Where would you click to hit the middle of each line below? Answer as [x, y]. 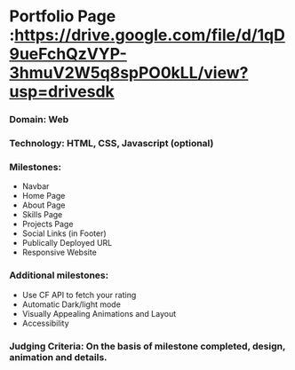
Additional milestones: [59, 275]
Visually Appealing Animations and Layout [99, 313]
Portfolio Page [63, 16]
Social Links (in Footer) [64, 233]
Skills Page [42, 215]
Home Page [44, 196]
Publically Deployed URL [67, 243]
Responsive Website [60, 252]
